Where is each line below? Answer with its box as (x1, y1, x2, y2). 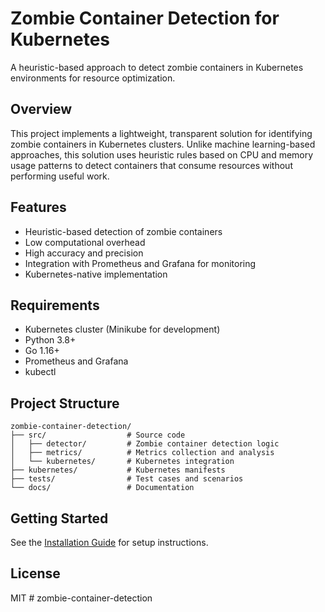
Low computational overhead (24, 236, 146, 248)
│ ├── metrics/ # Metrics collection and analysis (10, 448, 275, 458)
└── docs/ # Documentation (10, 483, 195, 493)
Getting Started (10, 510, 109, 527)
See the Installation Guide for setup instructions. (10, 537, 209, 548)
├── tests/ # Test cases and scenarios (10, 474, 244, 484)
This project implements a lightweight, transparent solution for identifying (10, 127, 313, 139)
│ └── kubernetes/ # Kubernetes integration (10, 457, 235, 467)
